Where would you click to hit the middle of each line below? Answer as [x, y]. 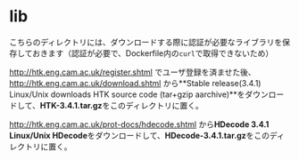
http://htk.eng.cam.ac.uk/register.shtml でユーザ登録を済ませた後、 [133, 72]
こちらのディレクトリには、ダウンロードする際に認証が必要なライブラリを [146, 42]
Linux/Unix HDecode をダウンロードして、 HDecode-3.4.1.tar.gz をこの [140, 135]
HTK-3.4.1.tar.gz [71, 105]
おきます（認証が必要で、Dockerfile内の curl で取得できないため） [153, 53]
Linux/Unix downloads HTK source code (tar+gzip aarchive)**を [127, 94]
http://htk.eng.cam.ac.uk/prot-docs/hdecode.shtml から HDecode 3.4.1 [139, 124]
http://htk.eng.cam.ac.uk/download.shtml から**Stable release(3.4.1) [135, 83]
